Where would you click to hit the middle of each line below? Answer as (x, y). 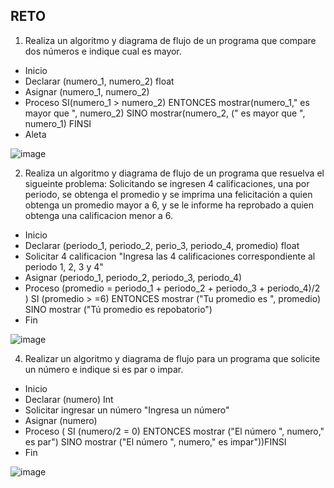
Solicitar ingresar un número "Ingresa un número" (127, 410)
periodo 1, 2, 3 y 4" (64, 266)
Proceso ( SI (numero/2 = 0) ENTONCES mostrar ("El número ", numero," (174, 431)
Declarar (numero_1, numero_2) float (99, 81)
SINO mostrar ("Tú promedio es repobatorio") (118, 309)
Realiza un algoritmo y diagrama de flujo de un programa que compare (170, 40)
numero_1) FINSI (58, 123)
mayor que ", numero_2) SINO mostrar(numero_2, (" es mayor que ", (165, 113)
